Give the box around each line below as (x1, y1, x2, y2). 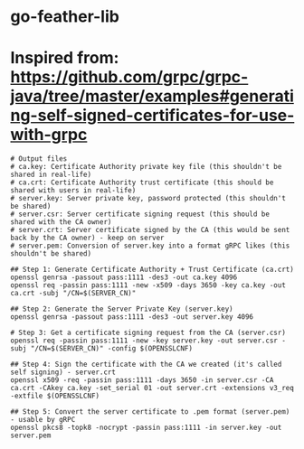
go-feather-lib (10, 6, 120, 27)
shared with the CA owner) (10, 218, 112, 227)
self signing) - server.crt (10, 368, 117, 377)
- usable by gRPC (10, 416, 76, 425)
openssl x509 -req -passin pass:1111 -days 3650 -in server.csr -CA (10, 376, 274, 385)
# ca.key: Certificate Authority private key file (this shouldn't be (10, 163, 282, 172)
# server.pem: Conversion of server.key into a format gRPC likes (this (10, 241, 290, 250)
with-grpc (10, 125, 88, 145)
